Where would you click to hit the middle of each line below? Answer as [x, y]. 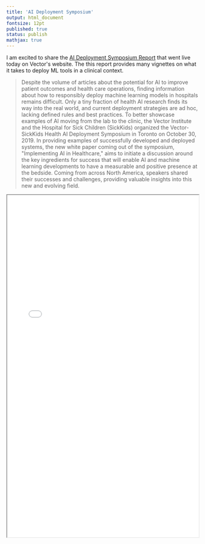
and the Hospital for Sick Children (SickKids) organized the [95, 127]
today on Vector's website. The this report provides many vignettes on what [101, 64]
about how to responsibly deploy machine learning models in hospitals [109, 95]
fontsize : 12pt [26, 23]
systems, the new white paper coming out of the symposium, [98, 147]
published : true [27, 29]
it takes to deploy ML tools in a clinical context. [65, 70]
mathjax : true [24, 40]
